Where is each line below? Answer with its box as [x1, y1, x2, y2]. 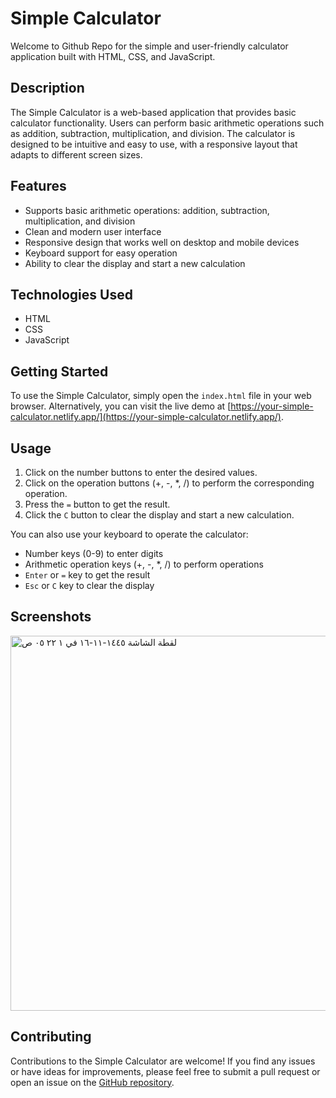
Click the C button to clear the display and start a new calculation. [24, 509, 295, 521]
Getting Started [10, 363, 109, 380]
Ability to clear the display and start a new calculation [24, 257, 246, 269]
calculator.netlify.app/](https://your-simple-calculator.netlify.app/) [10, 411, 282, 423]
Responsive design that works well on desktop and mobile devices [24, 236, 300, 248]
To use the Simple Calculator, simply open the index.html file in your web [10, 390, 312, 402]
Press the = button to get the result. [24, 498, 171, 510]
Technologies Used [10, 286, 133, 303]
